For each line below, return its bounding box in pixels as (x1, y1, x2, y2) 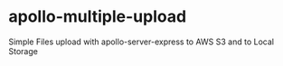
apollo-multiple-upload (8, 6, 187, 27)
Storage (8, 45, 38, 56)
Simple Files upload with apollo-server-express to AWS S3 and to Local (8, 36, 275, 47)
